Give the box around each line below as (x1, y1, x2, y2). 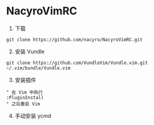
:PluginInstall (6, 94, 44, 100)
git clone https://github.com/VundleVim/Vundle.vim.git (6, 60, 148, 66)
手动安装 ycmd (14, 112, 52, 119)
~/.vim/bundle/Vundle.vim (6, 65, 70, 71)
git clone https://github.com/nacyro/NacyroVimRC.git (6, 36, 143, 42)
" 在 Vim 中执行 (6, 89, 43, 95)
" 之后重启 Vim (6, 100, 41, 107)
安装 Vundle (14, 48, 45, 55)
